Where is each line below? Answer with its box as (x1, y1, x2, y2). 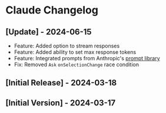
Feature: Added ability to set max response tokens (14, 49, 137, 56)
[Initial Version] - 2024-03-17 (5, 98, 116, 108)
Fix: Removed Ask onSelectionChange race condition (14, 61, 140, 68)
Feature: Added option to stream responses (14, 42, 120, 49)
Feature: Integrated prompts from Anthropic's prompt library (14, 55, 160, 61)
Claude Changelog (5, 4, 98, 17)
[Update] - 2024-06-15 (5, 27, 92, 37)
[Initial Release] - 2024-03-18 (5, 78, 117, 88)
